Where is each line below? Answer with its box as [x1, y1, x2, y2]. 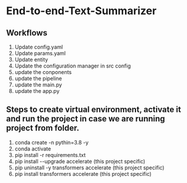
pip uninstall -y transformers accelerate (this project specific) [14, 164, 165, 171]
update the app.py [14, 88, 60, 94]
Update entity [14, 56, 49, 63]
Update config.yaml [14, 43, 63, 50]
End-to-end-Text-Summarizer [6, 4, 157, 18]
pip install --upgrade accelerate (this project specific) [14, 158, 146, 165]
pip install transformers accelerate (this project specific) [14, 170, 152, 177]
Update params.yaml [14, 50, 66, 57]
